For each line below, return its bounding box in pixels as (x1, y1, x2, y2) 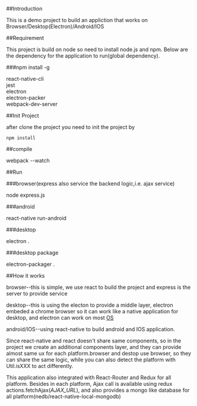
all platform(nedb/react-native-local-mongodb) (6, 393, 122, 400)
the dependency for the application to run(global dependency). (6, 52, 160, 59)
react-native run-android (6, 215, 67, 222)
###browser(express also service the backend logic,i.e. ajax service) (6, 180, 175, 187)
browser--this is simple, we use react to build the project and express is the (6, 284, 191, 291)
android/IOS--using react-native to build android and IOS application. (6, 326, 175, 332)
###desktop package (6, 249, 59, 256)
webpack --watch (6, 157, 50, 164)
